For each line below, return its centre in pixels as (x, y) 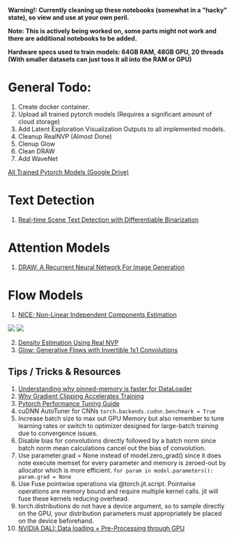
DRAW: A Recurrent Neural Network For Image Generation (101, 267)
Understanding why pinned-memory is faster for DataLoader (105, 388)
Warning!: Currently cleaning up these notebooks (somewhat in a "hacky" (118, 10)
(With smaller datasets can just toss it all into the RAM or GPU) (100, 59)
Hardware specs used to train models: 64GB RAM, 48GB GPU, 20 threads (116, 52)
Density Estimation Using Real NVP (68, 342)
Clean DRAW (36, 151)
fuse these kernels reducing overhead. (73, 499)
